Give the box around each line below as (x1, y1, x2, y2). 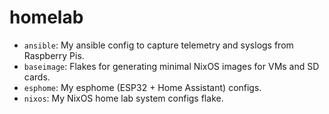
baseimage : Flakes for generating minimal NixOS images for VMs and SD (23, 60, 320, 72)
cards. (23, 71, 51, 83)
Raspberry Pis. (23, 49, 85, 61)
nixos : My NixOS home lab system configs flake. (23, 92, 224, 104)
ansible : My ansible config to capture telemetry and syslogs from (23, 39, 294, 51)
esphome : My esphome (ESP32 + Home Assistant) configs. (23, 81, 262, 93)
